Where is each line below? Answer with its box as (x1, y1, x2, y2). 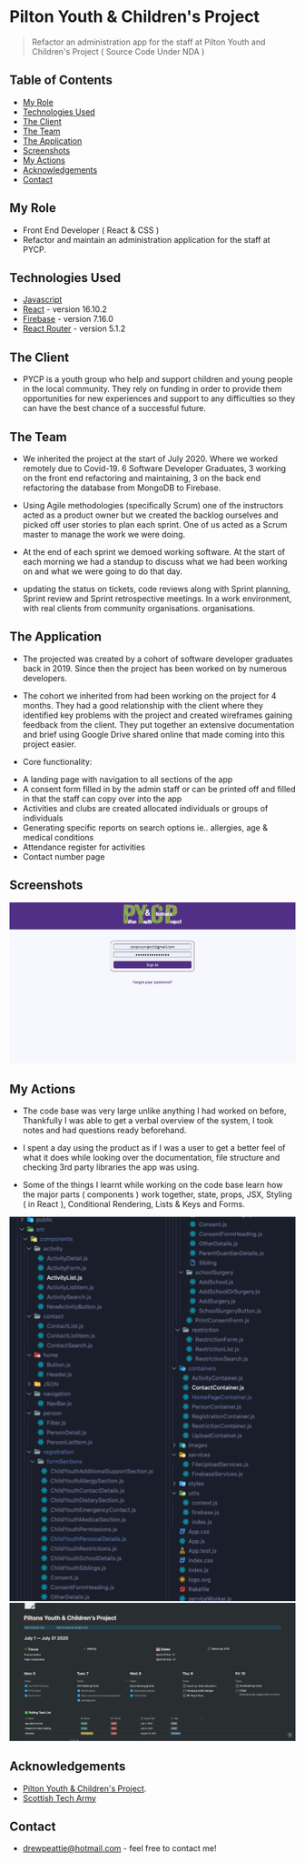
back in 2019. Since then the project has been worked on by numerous (22, 662, 288, 674)
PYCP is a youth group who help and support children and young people (22, 374, 293, 385)
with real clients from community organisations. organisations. (22, 603, 256, 613)
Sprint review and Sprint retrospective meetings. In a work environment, (22, 593, 292, 604)
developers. (22, 672, 68, 683)
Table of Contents (9, 73, 113, 88)
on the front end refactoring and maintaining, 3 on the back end (22, 473, 261, 483)
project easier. (22, 739, 77, 750)
